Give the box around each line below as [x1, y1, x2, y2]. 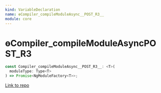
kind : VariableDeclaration [5, 7, 60, 12]
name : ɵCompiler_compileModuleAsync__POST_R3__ [5, 12, 105, 17]
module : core [5, 16, 32, 21]
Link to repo [5, 82, 29, 88]
